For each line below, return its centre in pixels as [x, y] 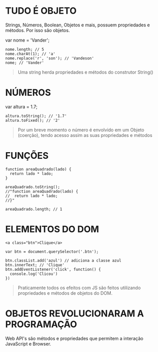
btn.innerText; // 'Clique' [35, 265]
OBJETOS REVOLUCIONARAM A [75, 313]
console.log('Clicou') [34, 274]
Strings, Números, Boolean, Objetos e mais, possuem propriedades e [77, 25]
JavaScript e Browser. [28, 344]
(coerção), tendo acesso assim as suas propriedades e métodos [85, 135]
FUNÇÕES [27, 156]
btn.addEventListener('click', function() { [53, 269]
